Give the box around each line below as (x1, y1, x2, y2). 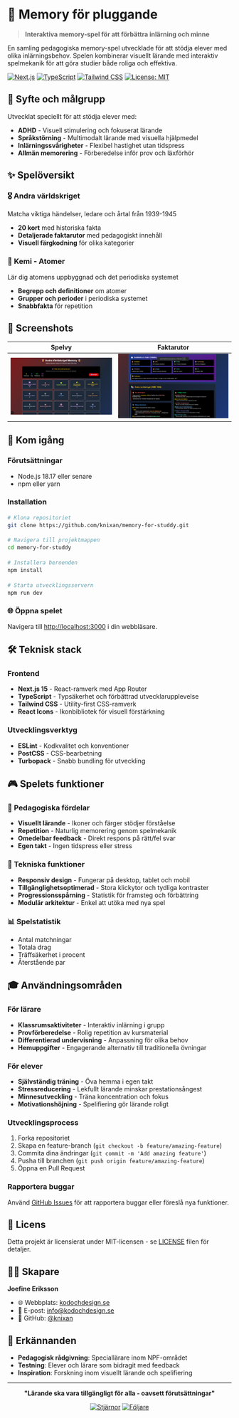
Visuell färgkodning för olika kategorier (17, 238, 135, 248)
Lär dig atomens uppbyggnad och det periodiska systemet (7, 273, 179, 281)
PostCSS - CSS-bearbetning (17, 748, 102, 757)
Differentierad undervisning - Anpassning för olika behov (17, 1035, 188, 1044)
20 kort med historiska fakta (17, 223, 102, 232)
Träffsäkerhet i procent (17, 951, 85, 959)
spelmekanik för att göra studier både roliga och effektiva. (7, 58, 178, 67)
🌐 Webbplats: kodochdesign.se (17, 1298, 110, 1307)
